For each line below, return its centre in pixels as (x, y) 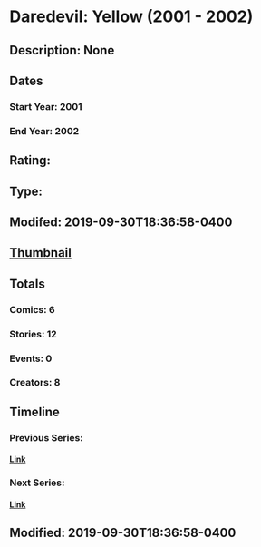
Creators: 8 (35, 383)
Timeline (35, 411)
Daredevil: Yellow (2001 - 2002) (131, 17)
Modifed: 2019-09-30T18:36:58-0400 (121, 222)
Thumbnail (41, 253)
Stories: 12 (33, 334)
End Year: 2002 (44, 131)
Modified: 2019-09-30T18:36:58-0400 (123, 533)
